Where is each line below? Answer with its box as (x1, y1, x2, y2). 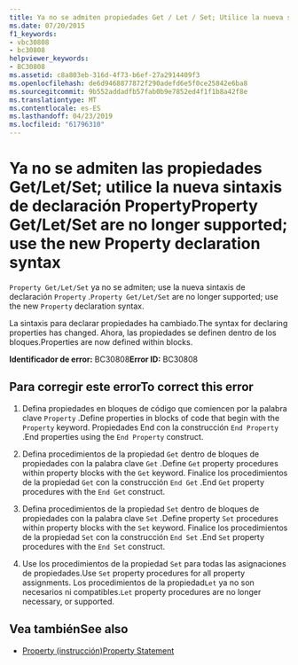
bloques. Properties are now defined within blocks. (9, 336, 193, 347)
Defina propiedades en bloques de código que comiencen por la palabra (21, 403, 288, 413)
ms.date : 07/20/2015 (9, 21, 86, 30)
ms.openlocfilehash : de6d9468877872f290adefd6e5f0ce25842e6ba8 (9, 79, 248, 88)
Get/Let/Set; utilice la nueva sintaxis (9, 177, 282, 198)
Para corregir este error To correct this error (9, 379, 255, 395)
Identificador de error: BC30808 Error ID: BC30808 (9, 354, 199, 364)
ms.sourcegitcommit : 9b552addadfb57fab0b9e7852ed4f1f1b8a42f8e (9, 87, 248, 96)
